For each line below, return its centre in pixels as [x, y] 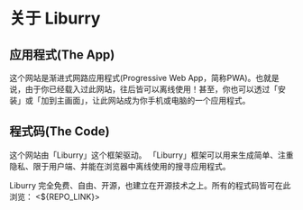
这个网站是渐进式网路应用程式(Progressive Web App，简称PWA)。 [133, 78]
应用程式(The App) [62, 55]
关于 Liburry [55, 18]
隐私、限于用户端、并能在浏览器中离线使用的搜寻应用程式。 [120, 166]
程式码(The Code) [60, 132]
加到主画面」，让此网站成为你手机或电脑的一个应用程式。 [145, 100]
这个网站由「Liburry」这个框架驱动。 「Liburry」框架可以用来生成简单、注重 [151, 155]
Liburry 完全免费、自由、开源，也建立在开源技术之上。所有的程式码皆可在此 [150, 185]
